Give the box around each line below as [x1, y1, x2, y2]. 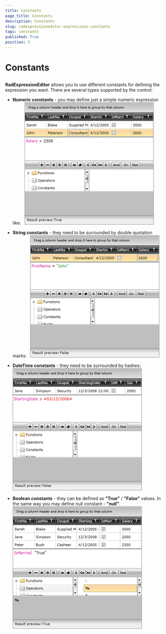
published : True [5, 35, 39, 40]
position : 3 [5, 40, 30, 45]
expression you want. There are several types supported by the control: [5, 87, 153, 93]
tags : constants [5, 29, 39, 35]
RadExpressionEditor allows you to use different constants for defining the [5, 82, 160, 88]
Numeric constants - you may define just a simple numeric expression [12, 97, 158, 103]
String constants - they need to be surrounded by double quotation [12, 230, 152, 236]
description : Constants [5, 19, 55, 24]
